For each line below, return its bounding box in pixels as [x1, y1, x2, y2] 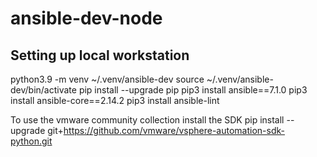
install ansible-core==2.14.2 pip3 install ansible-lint [10, 95, 220, 106]
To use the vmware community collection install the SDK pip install [10, 114, 285, 126]
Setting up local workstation [10, 47, 190, 64]
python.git [10, 135, 53, 147]
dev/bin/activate [10, 84, 77, 96]
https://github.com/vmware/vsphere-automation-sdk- [63, 125, 285, 136]
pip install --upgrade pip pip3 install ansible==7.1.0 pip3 [78, 84, 308, 96]
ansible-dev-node [10, 7, 163, 30]
